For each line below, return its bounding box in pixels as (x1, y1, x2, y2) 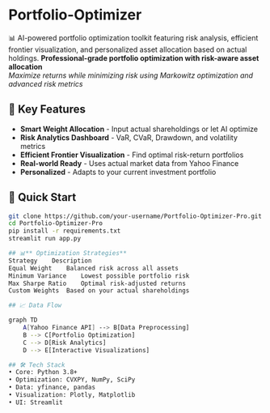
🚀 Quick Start (8, 190, 77, 204)
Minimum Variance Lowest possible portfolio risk (8, 271, 190, 280)
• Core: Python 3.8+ (8, 368, 78, 377)
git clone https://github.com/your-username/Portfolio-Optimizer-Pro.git (8, 212, 263, 220)
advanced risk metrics (8, 79, 83, 88)
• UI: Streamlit (8, 398, 63, 407)
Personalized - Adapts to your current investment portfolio (19, 167, 217, 177)
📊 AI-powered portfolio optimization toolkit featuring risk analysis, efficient (8, 32, 259, 42)
